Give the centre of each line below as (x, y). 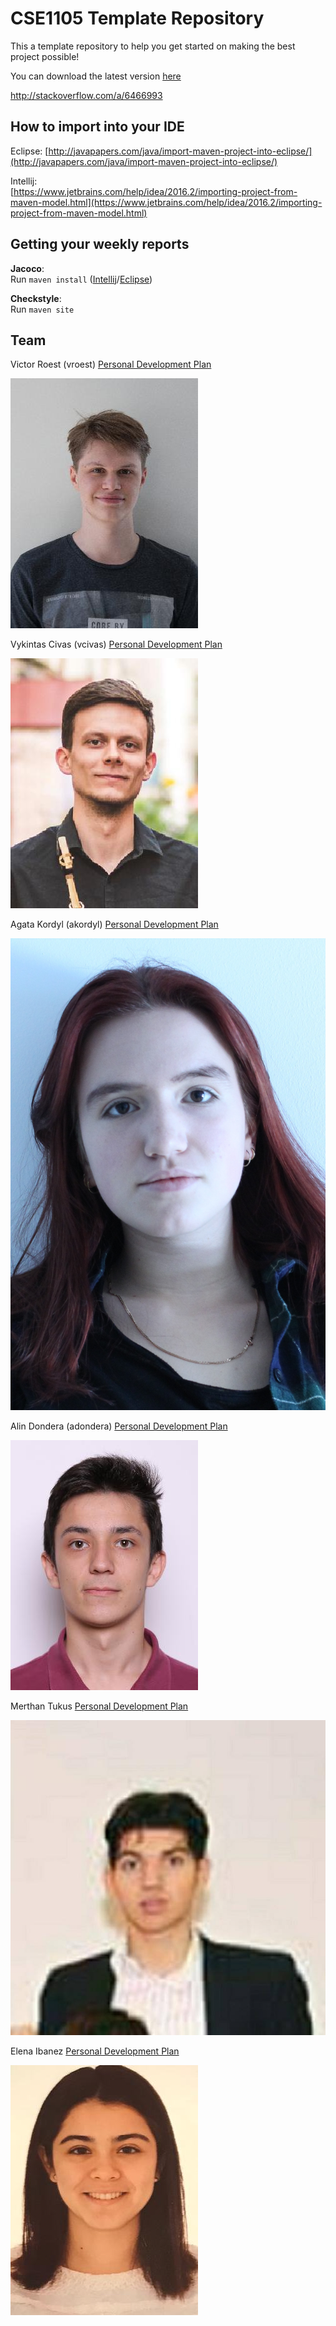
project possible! (45, 56)
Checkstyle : (36, 298)
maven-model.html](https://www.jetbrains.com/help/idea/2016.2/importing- (166, 202)
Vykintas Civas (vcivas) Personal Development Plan (116, 644)
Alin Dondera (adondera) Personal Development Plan (119, 1426)
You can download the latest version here (96, 76)
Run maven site (42, 309)
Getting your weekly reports (100, 244)
